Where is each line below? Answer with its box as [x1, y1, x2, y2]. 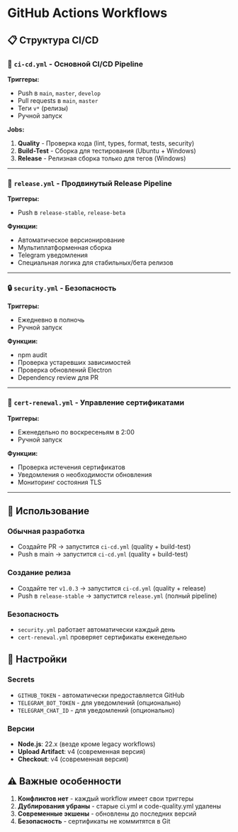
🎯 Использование [7, 505, 90, 518]
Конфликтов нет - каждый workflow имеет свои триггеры [17, 794, 194, 803]
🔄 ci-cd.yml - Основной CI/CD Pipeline [7, 59, 144, 69]
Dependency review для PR [17, 373, 99, 382]
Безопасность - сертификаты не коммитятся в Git [17, 816, 171, 825]
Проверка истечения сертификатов [17, 463, 125, 471]
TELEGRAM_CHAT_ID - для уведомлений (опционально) [17, 706, 175, 714]
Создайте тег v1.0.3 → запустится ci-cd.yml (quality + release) [17, 584, 207, 592]
